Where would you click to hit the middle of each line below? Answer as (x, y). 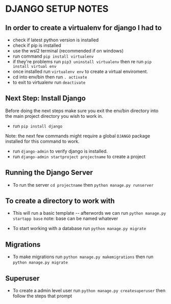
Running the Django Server (49, 173)
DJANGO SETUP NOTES (57, 9)
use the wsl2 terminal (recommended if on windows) (68, 51)
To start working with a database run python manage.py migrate (79, 229)
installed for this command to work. (43, 141)
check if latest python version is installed (56, 40)
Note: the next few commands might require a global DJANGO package (78, 136)
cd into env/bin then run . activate (50, 77)
